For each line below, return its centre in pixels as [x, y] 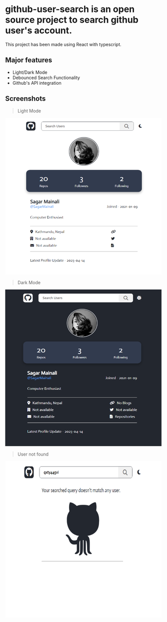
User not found [33, 454]
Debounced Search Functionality [46, 77]
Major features [29, 60]
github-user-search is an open [70, 9]
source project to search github [72, 20]
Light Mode [29, 111]
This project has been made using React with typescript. [63, 44]
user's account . [39, 31]
